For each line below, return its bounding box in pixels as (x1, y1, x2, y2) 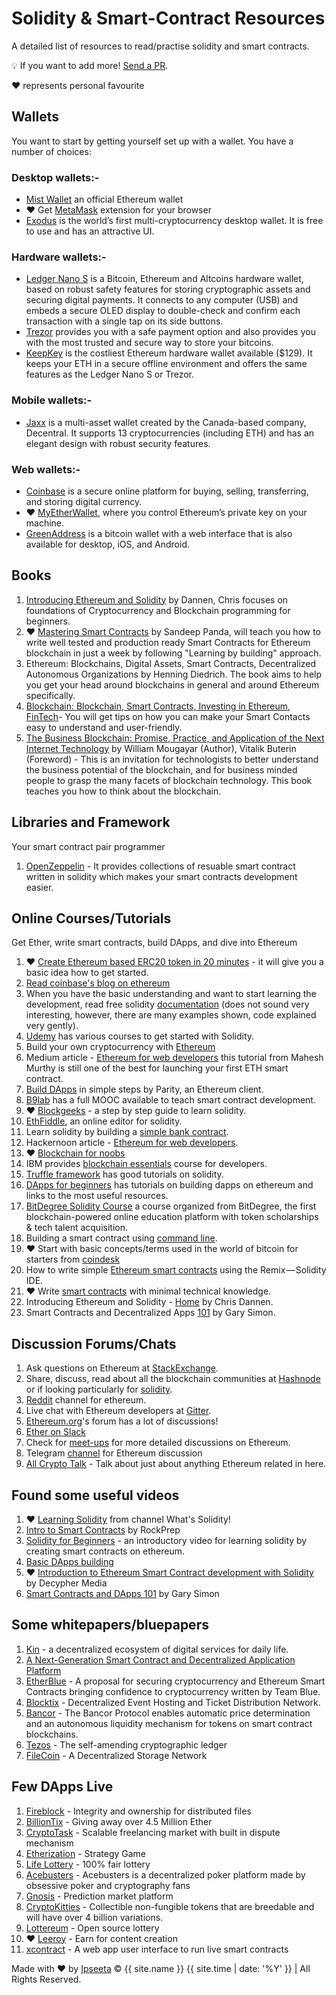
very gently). (25, 1020, 79, 1032)
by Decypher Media (25, 1577, 108, 1589)
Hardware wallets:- (11, 250, 107, 264)
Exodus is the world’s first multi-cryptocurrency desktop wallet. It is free (25, 215, 324, 227)
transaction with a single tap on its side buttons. (25, 315, 224, 327)
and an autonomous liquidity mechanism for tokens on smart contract (25, 1717, 313, 1729)
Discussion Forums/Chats (11, 1335, 177, 1352)
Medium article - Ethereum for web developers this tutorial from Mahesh (25, 1052, 324, 1064)
